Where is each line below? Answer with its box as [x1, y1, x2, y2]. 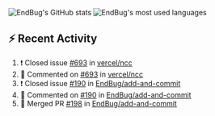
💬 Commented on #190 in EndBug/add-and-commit [19, 89, 192, 100]
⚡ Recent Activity [8, 32, 98, 46]
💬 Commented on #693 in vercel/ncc [19, 69, 144, 79]
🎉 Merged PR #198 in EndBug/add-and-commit [19, 98, 178, 108]
